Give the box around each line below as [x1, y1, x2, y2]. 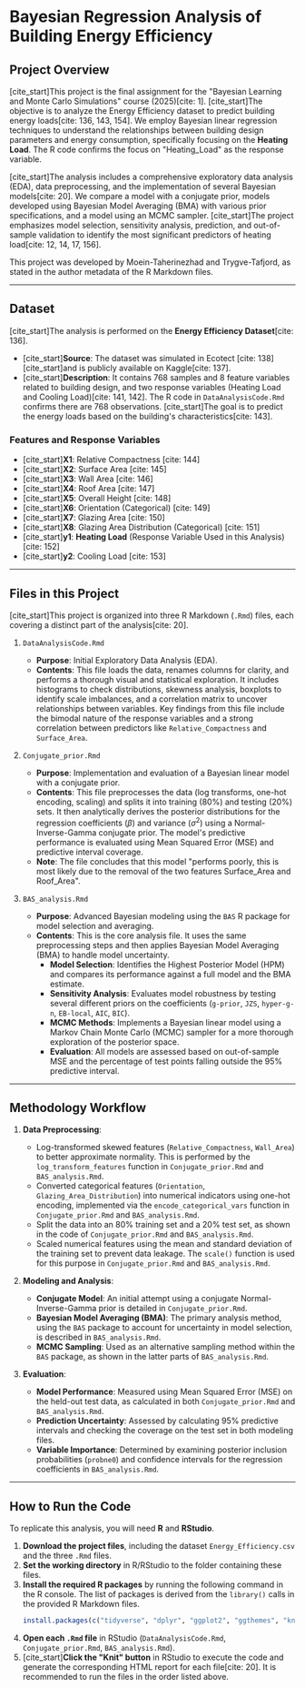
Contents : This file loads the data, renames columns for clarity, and [35, 664, 290, 675]
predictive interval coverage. [35, 846, 143, 857]
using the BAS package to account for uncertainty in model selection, [35, 1322, 293, 1333]
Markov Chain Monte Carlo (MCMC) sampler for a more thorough [49, 1027, 294, 1037]
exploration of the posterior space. [49, 1036, 180, 1047]
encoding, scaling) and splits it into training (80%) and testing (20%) [35, 796, 293, 807]
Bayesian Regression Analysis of [9, 6, 262, 27]
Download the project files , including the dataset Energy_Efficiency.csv [22, 1541, 295, 1552]
